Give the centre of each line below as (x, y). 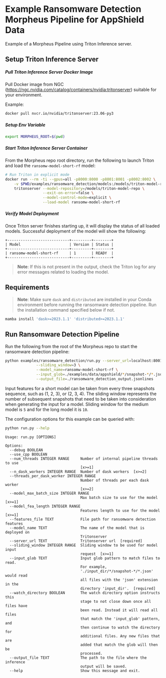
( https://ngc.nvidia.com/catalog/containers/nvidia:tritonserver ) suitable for (81, 90)
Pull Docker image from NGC (35, 85)
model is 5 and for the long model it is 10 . (47, 409)
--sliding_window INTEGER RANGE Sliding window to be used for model (84, 545)
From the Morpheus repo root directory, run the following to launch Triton (80, 160)
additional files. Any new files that (120, 636)
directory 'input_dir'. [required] (118, 588)
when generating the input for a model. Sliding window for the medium (77, 404)
